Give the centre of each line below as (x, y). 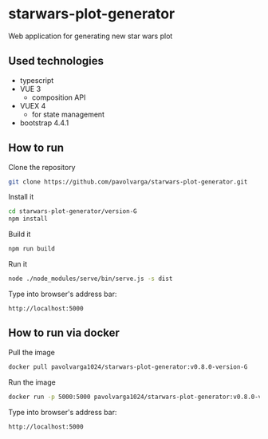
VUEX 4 (33, 105)
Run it (18, 264)
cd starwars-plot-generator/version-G (73, 212)
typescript (37, 80)
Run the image (32, 382)
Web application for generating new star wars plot (91, 36)
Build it (20, 234)
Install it (21, 197)
